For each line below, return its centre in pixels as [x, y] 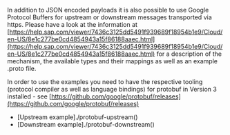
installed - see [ [29, 96]
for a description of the [189, 54]
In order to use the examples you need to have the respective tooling [105, 82]
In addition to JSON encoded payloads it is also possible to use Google [108, 10]
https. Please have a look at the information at [73, 24]
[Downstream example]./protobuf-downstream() [86, 124]
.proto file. [22, 69]
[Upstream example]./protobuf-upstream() [77, 117]
